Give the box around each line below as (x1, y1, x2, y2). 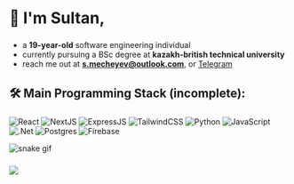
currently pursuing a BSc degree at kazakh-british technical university (21, 49, 286, 60)
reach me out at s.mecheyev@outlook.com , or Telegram (21, 59, 233, 69)
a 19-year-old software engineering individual (21, 40, 191, 51)
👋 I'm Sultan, (9, 8, 105, 28)
